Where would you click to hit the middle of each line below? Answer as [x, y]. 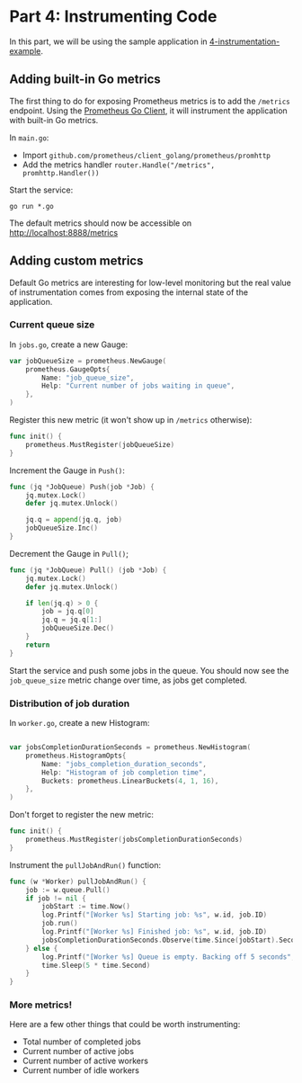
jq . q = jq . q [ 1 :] [72, 620]
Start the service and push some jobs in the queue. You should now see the [149, 670]
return [38, 645]
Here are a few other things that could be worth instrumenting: [125, 1025]
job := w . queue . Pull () [68, 890]
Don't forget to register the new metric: [82, 815]
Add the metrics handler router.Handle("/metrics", [119, 165]
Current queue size [52, 325]
